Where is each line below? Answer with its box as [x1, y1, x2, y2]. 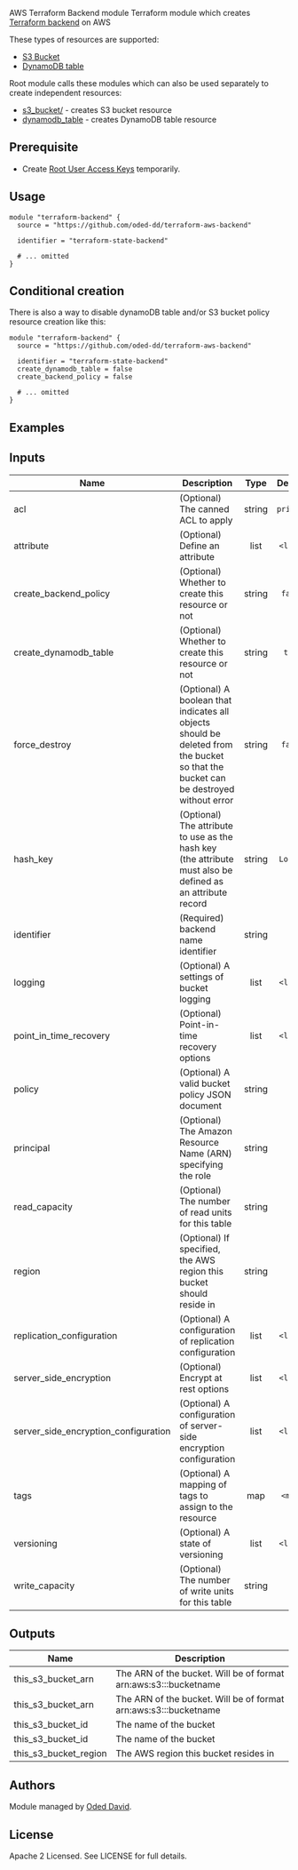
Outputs [9, 1626, 56, 1642]
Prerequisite [9, 140, 79, 155]
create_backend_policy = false [17, 372, 133, 381]
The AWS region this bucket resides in [115, 1747, 275, 1760]
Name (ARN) [178, 1147, 232, 1159]
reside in [178, 1298, 216, 1310]
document [178, 1099, 223, 1112]
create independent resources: [9, 88, 122, 98]
